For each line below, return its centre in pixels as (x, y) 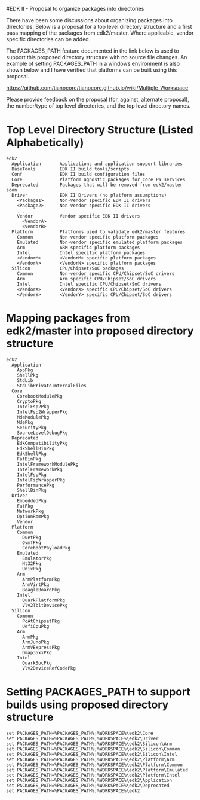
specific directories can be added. (48, 39)
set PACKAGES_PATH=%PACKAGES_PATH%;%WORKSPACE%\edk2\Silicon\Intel (92, 754)
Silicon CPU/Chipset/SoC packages (68, 268)
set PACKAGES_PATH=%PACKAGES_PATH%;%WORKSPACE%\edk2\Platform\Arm (90, 759)
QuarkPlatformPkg (44, 600)
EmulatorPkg (37, 558)
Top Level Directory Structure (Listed (100, 130)
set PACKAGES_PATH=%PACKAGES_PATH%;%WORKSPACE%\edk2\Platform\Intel (93, 775)
